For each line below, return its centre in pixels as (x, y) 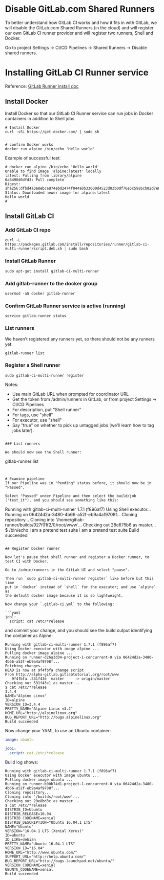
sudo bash (78, 249)
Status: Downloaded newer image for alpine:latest (58, 192)
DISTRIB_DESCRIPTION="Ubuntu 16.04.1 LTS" (49, 823)
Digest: (13, 184)
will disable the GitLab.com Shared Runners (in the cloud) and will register (79, 27)
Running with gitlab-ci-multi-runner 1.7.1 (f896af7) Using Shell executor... (78, 509)
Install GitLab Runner (31, 261)
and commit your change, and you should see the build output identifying (79, 630)
